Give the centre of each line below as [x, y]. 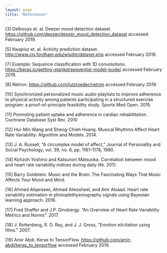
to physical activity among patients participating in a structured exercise [79, 99]
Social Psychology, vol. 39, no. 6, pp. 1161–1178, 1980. [60, 149]
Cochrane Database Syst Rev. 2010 [41, 119]
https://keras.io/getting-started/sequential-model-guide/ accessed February [84, 69]
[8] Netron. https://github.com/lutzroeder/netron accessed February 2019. [81, 84]
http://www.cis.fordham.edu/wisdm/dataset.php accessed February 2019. [81, 54]
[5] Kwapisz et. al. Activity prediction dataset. [52, 49]
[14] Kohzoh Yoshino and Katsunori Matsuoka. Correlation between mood [81, 159]
